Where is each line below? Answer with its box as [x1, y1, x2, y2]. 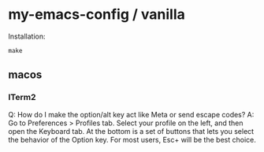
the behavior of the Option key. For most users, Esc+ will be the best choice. [8, 135, 256, 144]
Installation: [8, 32, 46, 41]
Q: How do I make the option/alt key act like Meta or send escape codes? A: [8, 109, 255, 119]
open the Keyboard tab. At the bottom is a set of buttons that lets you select [8, 126, 255, 135]
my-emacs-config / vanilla [8, 6, 185, 24]
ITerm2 [8, 92, 36, 103]
